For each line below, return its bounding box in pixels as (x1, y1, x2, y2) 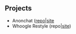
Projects (5, 4, 32, 13)
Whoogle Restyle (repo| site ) (12, 23, 71, 29)
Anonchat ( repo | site (12, 17, 55, 23)
